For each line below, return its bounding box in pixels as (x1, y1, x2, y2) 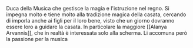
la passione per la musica (6, 36, 68, 42)
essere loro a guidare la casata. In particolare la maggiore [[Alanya (6, 23, 167, 30)
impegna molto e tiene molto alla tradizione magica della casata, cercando (6, 11, 187, 18)
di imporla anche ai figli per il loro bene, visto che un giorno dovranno (6, 17, 175, 24)
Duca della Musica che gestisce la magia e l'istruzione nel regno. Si (6, 5, 169, 12)
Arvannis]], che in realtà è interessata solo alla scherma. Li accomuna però (6, 29, 187, 36)
